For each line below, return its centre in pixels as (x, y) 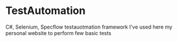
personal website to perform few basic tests (58, 33)
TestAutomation (46, 11)
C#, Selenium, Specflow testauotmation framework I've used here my (89, 27)
